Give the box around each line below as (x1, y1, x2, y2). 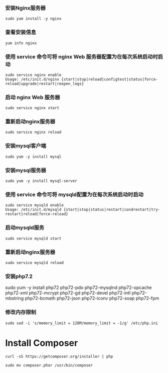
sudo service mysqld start (5, 236, 62, 241)
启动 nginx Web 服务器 (5, 94, 60, 101)
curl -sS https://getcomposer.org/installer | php (5, 354, 113, 359)
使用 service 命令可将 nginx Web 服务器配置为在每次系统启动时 (5, 53, 158, 60)
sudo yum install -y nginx (5, 16, 62, 21)
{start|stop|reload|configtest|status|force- (61, 77, 158, 82)
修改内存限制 (5, 309, 37, 316)
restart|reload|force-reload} (5, 211, 69, 217)
